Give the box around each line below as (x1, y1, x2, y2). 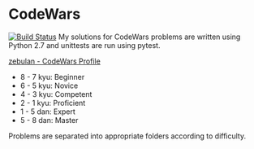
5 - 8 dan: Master (19, 115, 79, 125)
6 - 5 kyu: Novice (19, 81, 79, 90)
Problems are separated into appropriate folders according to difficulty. (8, 131, 247, 141)
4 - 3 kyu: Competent (19, 89, 93, 99)
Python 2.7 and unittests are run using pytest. (8, 40, 161, 50)
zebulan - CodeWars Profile (8, 56, 101, 66)
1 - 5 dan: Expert (19, 107, 75, 116)
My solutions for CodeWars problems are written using (58, 32, 241, 42)
